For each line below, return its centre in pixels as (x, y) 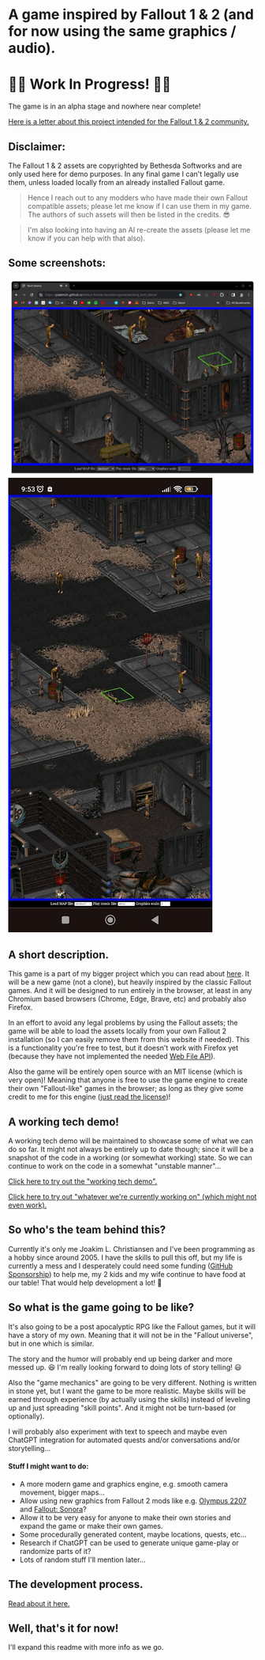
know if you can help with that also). (86, 238)
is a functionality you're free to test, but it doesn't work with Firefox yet (123, 1048)
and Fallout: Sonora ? (53, 1509)
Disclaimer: (37, 147)
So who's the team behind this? (87, 1230)
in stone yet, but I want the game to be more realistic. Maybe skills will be (127, 1391)
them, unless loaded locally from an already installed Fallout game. (116, 182)
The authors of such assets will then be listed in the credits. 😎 (129, 214)
